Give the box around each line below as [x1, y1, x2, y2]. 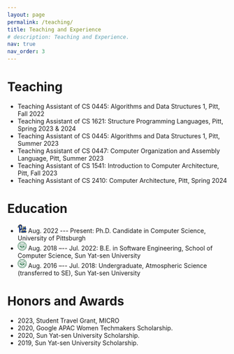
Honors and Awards [7, 293, 124, 309]
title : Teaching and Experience [7, 26, 101, 33]
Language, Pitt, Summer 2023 [17, 154, 104, 162]
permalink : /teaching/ [7, 18, 73, 26]
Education [7, 201, 68, 216]
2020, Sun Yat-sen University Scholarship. [17, 331, 140, 339]
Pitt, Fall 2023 [17, 168, 58, 177]
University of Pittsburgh [17, 234, 86, 242]
